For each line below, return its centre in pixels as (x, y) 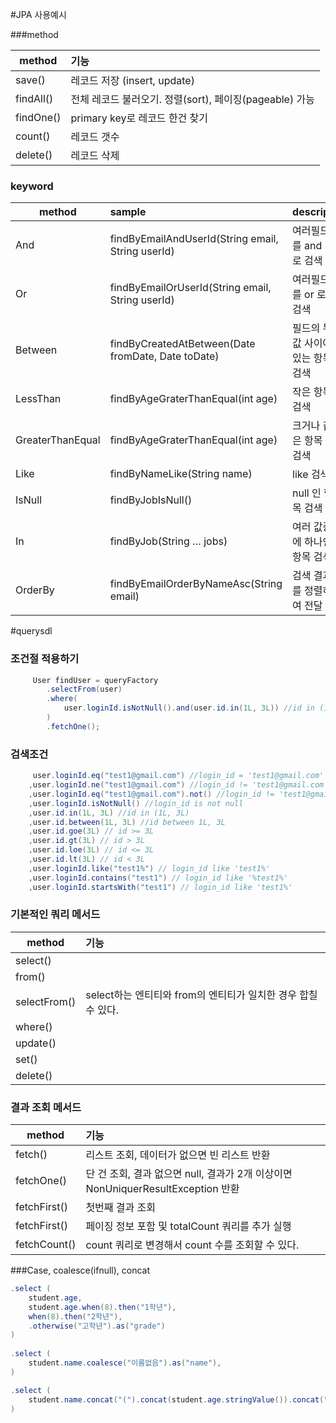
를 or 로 (309, 295)
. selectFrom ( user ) (84, 689)
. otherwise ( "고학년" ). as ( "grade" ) (97, 1326)
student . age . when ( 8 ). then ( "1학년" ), (102, 1307)
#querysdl (31, 631)
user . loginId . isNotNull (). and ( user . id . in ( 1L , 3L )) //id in (189, 708)
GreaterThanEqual (58, 440)
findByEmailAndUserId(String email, (194, 239)
